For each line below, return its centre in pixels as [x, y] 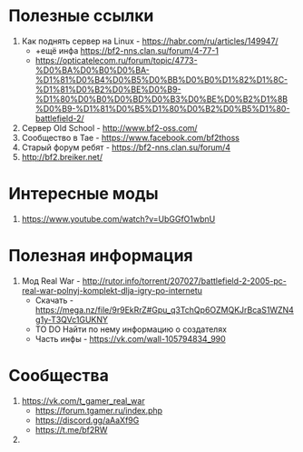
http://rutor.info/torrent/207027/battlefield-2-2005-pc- [184, 281]
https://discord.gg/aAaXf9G [87, 420]
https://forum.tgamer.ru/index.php [99, 410]
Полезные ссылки [81, 16]
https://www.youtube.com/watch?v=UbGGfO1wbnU [118, 218]
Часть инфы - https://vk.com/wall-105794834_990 [130, 338]
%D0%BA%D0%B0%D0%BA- [93, 70]
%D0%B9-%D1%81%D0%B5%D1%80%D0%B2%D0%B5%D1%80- [162, 108]
